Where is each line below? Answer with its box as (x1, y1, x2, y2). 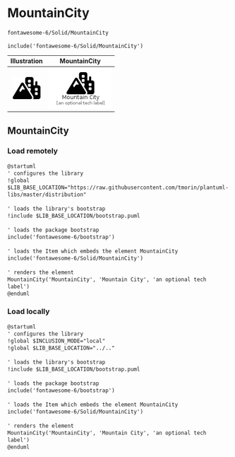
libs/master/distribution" (7, 191, 87, 198)
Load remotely (7, 146, 59, 156)
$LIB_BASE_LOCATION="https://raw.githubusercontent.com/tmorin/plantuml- (7, 184, 229, 191)
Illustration (10, 57, 44, 65)
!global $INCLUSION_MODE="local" (7, 337, 106, 345)
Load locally (7, 306, 50, 316)
